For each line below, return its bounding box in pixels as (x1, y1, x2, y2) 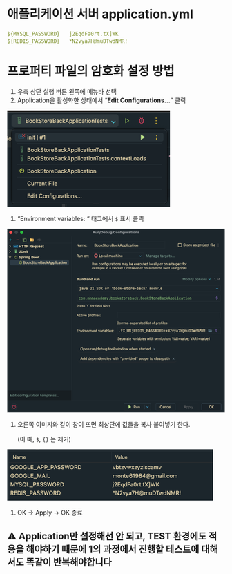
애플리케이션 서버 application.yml (7, 6, 193, 22)
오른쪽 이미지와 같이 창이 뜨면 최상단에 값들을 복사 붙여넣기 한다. (17, 420, 191, 428)
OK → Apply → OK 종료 (17, 508, 83, 517)
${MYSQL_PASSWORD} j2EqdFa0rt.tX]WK (7, 30, 119, 37)
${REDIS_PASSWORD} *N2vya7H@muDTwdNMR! (7, 37, 128, 45)
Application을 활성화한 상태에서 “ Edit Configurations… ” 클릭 (17, 96, 186, 104)
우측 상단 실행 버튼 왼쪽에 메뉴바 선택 (17, 87, 117, 95)
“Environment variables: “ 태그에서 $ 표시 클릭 (17, 214, 144, 222)
